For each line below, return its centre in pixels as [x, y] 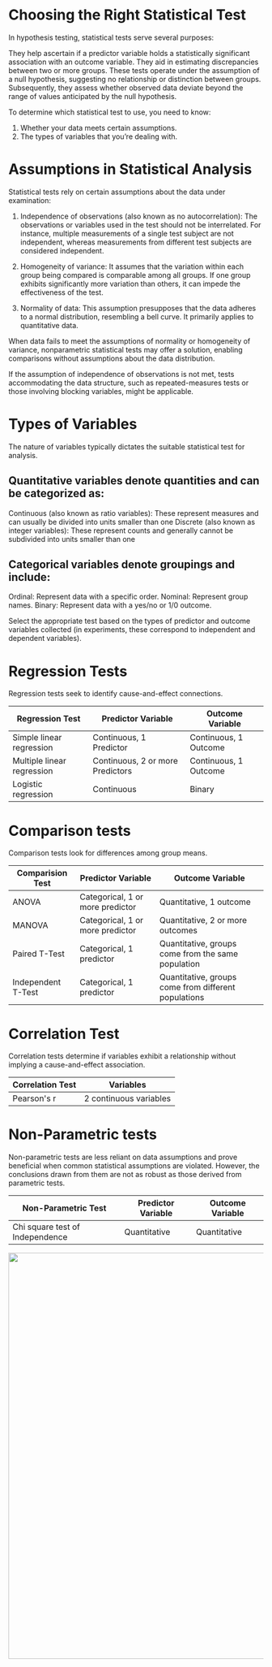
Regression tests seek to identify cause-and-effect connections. [116, 694]
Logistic [28, 784]
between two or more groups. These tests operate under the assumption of [134, 70]
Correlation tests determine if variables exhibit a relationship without [122, 1056]
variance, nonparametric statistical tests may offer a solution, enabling [125, 349]
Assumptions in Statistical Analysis [130, 169]
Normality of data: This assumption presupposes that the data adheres [138, 308]
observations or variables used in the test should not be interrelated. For [140, 224]
